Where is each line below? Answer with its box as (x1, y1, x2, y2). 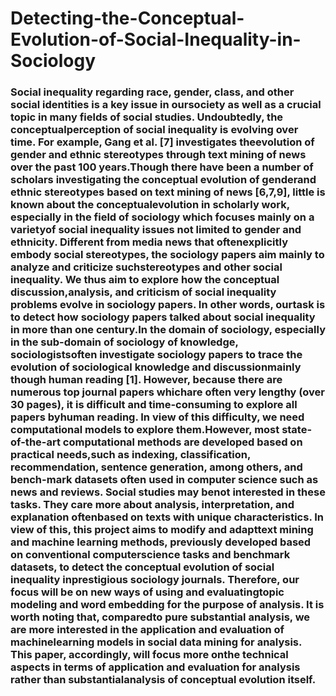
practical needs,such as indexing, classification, (10, 448, 251, 462)
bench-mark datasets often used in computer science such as (10, 473, 319, 487)
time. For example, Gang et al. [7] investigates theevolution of (10, 135, 315, 149)
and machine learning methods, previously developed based (10, 535, 312, 549)
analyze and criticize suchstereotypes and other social (10, 260, 283, 274)
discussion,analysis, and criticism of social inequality (10, 285, 277, 299)
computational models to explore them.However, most (10, 423, 280, 437)
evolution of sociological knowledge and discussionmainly (10, 360, 302, 374)
